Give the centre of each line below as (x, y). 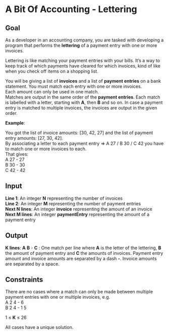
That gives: (17, 154)
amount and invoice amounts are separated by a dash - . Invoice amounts (81, 258)
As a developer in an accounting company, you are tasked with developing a (84, 40)
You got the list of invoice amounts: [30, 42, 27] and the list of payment (79, 133)
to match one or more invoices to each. (46, 149)
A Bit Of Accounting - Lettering (71, 9)
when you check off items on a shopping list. (52, 71)
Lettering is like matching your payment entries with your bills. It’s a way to (83, 61)
